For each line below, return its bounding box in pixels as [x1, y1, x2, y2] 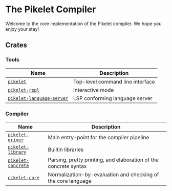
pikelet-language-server [8, 95, 69, 101]
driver [8, 137, 24, 143]
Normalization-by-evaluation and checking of [48, 171, 159, 178]
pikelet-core [8, 175, 40, 180]
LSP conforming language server [73, 95, 153, 102]
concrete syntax [48, 162, 87, 169]
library [8, 149, 27, 155]
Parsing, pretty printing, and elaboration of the [48, 156, 159, 163]
